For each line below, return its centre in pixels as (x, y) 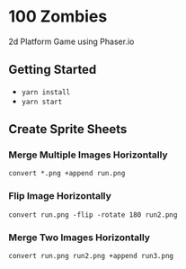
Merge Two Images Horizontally (79, 238)
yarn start (42, 102)
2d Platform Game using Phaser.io (71, 41)
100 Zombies (58, 17)
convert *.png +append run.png (67, 174)
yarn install (46, 92)
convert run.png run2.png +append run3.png (91, 256)
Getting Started (53, 70)
